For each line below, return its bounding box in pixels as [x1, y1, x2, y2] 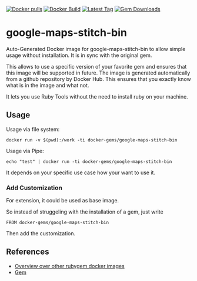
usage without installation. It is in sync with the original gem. [6, 52, 152, 59]
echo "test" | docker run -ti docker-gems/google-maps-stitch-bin [6, 158, 172, 164]
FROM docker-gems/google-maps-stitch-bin [6, 220, 109, 226]
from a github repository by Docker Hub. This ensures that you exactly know [6, 75, 191, 82]
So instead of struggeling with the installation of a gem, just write [6, 208, 163, 215]
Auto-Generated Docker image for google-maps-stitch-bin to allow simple [6, 45, 186, 52]
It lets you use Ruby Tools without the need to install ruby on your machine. [6, 93, 188, 100]
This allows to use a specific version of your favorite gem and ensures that [6, 63, 187, 70]
